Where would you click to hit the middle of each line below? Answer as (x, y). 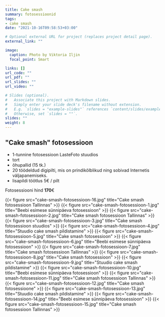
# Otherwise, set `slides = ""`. (41, 114)
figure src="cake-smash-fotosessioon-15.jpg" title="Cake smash (71, 304)
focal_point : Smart (29, 59)
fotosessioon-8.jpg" (25, 257)
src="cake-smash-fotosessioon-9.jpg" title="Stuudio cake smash (71, 262)
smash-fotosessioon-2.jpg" (33, 215)
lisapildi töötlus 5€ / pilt (36, 180)
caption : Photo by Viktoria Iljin (45, 55)
